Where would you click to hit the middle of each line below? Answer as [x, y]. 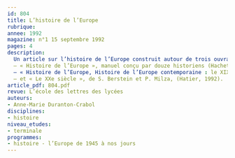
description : [26, 53]
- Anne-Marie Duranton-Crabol [51, 105]
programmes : [24, 137]
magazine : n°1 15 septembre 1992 [56, 40]
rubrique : [22, 27]
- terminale [24, 131]
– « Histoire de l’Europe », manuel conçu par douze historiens [109, 66]
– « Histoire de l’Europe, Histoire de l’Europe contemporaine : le [115, 72]
